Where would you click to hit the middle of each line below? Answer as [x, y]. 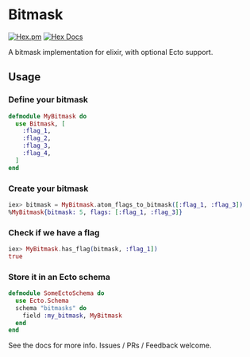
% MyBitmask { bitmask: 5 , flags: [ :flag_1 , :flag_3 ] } [95, 212]
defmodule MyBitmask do [48, 116]
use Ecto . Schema [42, 301]
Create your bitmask [48, 188]
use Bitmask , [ [40, 124]
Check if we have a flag [54, 232]
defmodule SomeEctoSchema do [56, 293]
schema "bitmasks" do [51, 308]
